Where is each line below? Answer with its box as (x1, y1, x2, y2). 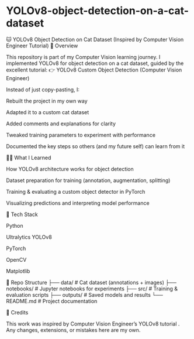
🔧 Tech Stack (6, 211, 38, 218)
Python (6, 222, 23, 229)
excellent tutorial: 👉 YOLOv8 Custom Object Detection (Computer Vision (6, 66, 182, 73)
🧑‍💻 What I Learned (6, 154, 51, 161)
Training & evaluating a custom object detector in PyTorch (6, 188, 145, 195)
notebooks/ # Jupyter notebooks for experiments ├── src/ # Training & (6, 285, 178, 292)
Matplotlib (6, 268, 30, 275)
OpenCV (6, 256, 27, 263)
